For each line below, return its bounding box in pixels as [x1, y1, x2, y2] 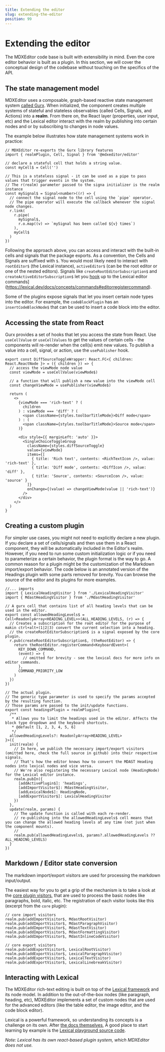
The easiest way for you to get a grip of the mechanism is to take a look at [5, 887, 156, 893]
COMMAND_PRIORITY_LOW [18, 668, 63, 673]
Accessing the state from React [5, 318, 104, 327]
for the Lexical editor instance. [5, 772, 76, 777]
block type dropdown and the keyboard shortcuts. [5, 720, 109, 725]
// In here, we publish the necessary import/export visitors [14, 746, 144, 751]
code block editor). [5, 1008, 44, 1013]
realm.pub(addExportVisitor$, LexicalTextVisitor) [5, 956, 111, 961]
